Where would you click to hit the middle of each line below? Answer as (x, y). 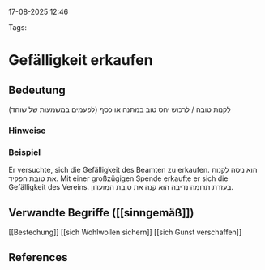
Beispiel (25, 152)
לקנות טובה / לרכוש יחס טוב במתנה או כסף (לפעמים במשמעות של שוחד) (120, 109)
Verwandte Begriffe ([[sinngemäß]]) (101, 213)
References (38, 257)
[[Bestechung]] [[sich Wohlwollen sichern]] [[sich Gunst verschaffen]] (125, 232)
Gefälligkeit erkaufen (81, 60)
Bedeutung (37, 90)
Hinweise (27, 131)
